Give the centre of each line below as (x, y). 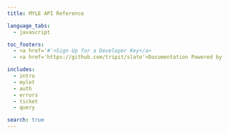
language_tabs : (29, 26)
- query (24, 108)
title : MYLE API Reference (46, 13)
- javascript (32, 32)
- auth (23, 89)
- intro (24, 76)
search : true (26, 120)
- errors (26, 95)
